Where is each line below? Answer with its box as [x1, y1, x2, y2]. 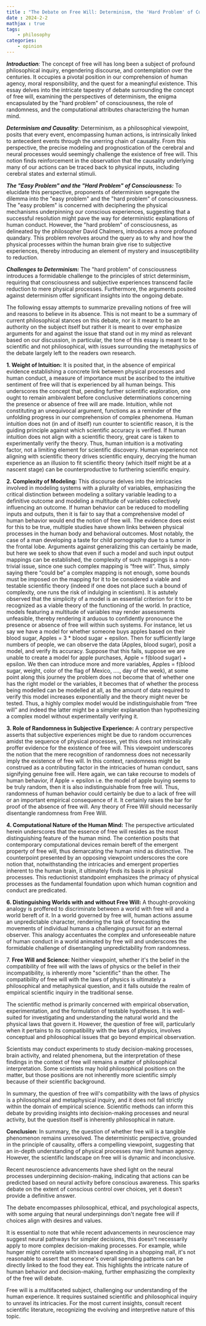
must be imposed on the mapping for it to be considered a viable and [6, 575, 181, 583]
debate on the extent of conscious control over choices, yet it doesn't [6, 1185, 182, 1193]
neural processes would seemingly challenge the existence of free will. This [6, 150, 198, 157]
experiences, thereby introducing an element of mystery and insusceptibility [6, 247, 199, 254]
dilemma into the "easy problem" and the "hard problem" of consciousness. [6, 195, 198, 202]
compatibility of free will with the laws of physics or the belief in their [6, 962, 181, 970]
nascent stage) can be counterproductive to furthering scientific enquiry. [6, 465, 191, 473]
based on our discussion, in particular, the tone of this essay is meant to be [6, 336, 196, 343]
